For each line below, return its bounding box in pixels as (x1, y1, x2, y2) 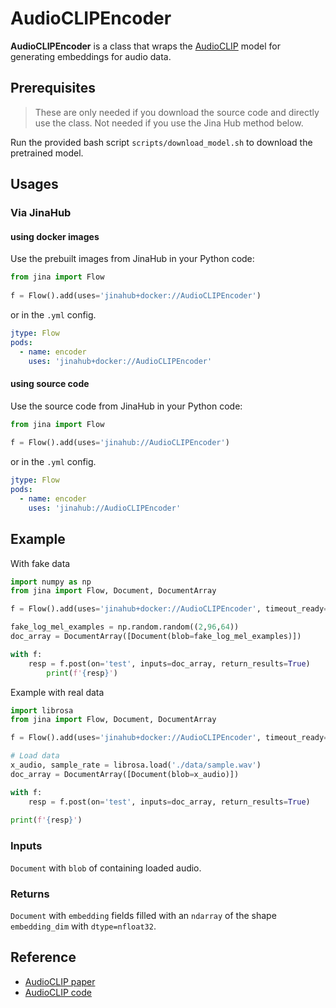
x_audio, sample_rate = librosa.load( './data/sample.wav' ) (10, 760, 262, 771)
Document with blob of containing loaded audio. (10, 862, 202, 874)
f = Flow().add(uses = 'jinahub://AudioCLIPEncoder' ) (10, 438, 230, 448)
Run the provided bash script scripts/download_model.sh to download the (10, 136, 313, 148)
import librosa (10, 705, 74, 716)
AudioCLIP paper (24, 975, 96, 987)
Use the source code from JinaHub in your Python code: (10, 400, 243, 412)
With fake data (10, 557, 71, 569)
